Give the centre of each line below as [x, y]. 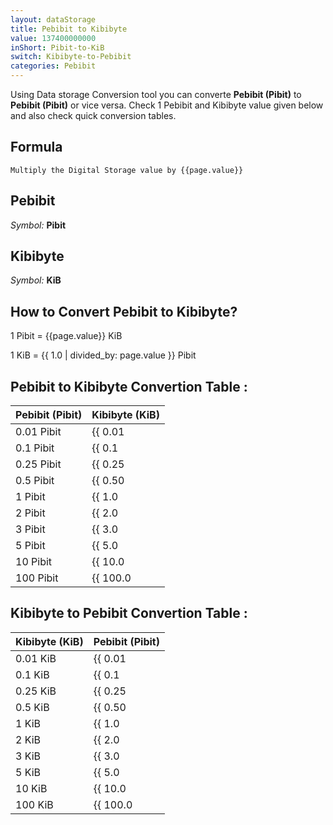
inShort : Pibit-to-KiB [57, 47]
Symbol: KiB [36, 280]
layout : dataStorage [53, 19]
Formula [36, 147]
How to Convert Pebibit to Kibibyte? [124, 311]
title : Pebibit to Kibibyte [69, 29]
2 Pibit [30, 513]
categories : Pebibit [53, 66]
